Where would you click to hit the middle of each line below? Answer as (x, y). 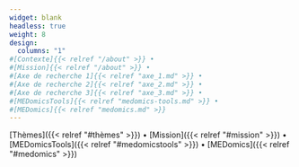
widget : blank (36, 18)
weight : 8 (28, 34)
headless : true (38, 26)
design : (24, 43)
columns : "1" (42, 51)
